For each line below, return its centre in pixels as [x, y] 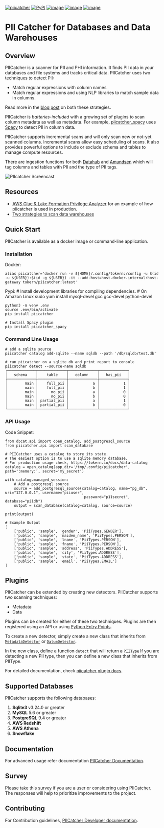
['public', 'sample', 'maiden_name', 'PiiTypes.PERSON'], [74, 535]
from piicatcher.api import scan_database [49, 446]
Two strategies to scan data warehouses [53, 214]
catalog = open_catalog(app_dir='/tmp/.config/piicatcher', [68, 467]
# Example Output [23, 522]
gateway [13, 282]
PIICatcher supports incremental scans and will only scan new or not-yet [78, 137]
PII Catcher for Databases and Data [78, 27]
